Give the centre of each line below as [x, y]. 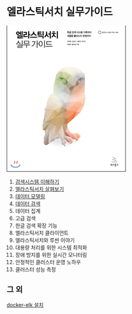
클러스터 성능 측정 [35, 269]
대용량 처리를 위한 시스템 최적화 [51, 247]
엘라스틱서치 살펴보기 [39, 189]
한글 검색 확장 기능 [36, 225]
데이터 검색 [28, 203]
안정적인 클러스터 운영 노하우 [48, 262]
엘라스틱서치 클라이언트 [42, 233]
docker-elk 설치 [25, 305]
